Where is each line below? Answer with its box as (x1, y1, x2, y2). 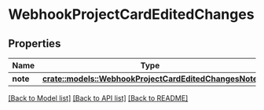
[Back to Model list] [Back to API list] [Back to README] (8, 93, 189, 103)
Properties (8, 37, 61, 50)
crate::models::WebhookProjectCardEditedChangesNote (42, 73, 258, 84)
